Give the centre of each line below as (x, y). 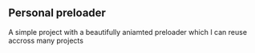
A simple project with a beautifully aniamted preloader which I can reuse (127, 32)
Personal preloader (57, 13)
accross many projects (46, 40)
